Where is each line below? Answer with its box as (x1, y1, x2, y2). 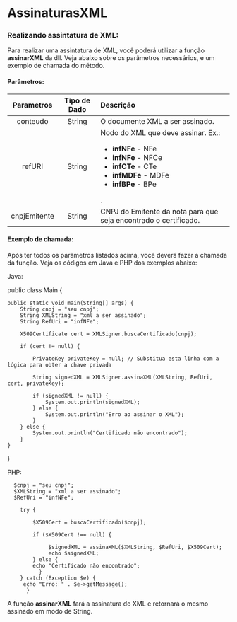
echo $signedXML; (48, 550, 99, 557)
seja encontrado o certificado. (99, 215, 200, 225)
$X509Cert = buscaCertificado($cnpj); (32, 519, 147, 526)
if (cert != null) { (20, 342, 80, 350)
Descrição (99, 100, 136, 110)
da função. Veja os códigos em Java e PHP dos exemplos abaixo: (7, 258, 197, 267)
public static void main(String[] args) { (7, 299, 134, 306)
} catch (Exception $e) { (20, 575, 97, 582)
